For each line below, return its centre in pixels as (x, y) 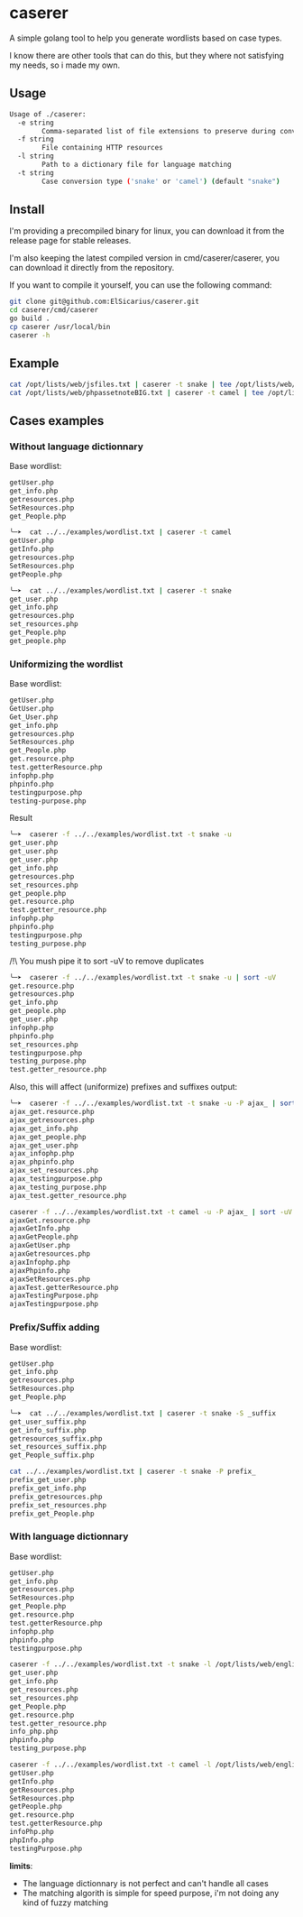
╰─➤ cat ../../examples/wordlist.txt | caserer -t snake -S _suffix (143, 1413)
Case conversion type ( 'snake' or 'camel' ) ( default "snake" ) (161, 181)
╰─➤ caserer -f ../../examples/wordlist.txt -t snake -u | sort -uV (143, 977)
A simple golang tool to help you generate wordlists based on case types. (146, 38)
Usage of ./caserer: (48, 114)
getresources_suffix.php (56, 1438)
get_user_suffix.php (48, 1422)
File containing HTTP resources (103, 148)
